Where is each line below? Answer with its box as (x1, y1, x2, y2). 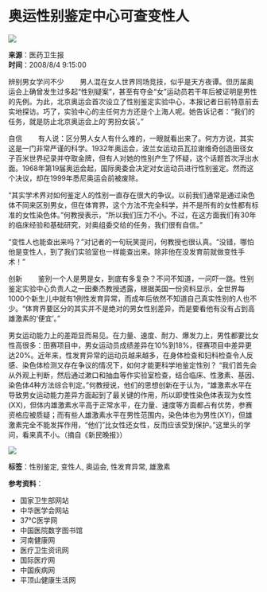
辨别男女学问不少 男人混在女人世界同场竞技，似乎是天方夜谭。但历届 (8, 76, 247, 86)
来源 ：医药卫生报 (8, 49, 64, 60)
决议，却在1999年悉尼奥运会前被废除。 (14, 173, 143, 183)
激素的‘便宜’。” (14, 314, 61, 323)
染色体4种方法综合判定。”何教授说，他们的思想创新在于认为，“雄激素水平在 (8, 380, 253, 390)
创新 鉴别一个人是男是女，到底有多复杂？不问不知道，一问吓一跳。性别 (8, 274, 254, 283)
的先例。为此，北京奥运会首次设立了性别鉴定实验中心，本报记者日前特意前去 (8, 96, 259, 106)
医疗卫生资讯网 (19, 545, 69, 555)
